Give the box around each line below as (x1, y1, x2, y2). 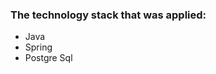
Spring (24, 41, 53, 53)
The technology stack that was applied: (10, 8, 207, 22)
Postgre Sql (24, 52, 73, 64)
